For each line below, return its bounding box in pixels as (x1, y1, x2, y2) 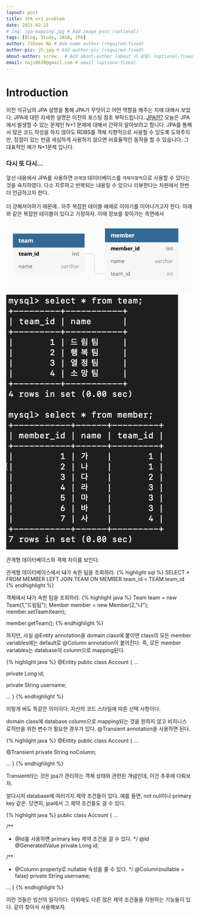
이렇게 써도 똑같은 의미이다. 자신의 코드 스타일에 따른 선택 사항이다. (6, 706, 161, 713)
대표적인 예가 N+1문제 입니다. (6, 143, 75, 151)
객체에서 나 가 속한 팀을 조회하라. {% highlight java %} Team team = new (6, 594, 177, 601)
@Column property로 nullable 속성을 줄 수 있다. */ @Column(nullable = (14, 866, 185, 873)
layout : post (6, 9, 38, 15)
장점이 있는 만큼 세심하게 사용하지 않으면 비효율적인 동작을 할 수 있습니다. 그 (14, 136, 190, 143)
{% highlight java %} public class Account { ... (6, 812, 118, 819)
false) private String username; (14, 872, 91, 880)
